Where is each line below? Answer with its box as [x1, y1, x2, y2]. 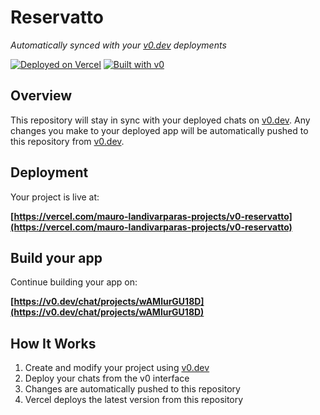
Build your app [10, 249, 103, 266]
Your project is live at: [10, 191, 100, 203]
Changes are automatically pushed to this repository [24, 383, 241, 395]
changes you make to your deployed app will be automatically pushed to [10, 124, 309, 136]
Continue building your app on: [10, 276, 138, 288]
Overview [10, 87, 73, 105]
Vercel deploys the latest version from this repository [24, 394, 244, 406]
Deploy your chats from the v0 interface [24, 372, 190, 385]
